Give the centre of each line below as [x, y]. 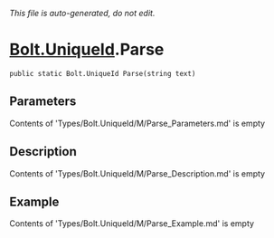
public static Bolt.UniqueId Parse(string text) [103, 73]
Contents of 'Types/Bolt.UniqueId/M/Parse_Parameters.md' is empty [137, 123]
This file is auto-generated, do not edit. [82, 13]
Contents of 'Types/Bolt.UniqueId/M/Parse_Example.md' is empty [132, 224]
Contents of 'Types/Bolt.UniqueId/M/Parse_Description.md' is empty [137, 173]
